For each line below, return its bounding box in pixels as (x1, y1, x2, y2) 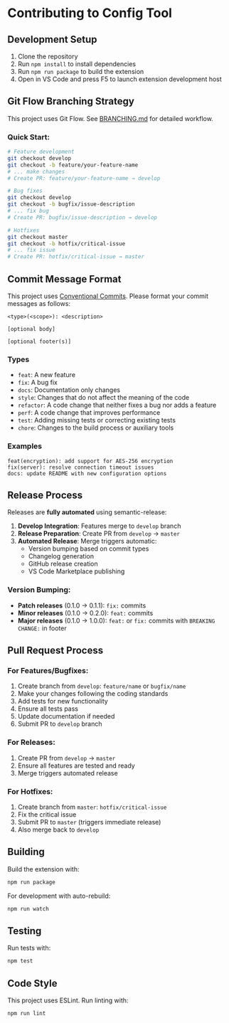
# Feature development (7, 148, 75, 156)
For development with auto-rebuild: (7, 891, 111, 900)
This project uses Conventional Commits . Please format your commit (7, 292, 208, 300)
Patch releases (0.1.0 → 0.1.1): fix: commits (17, 601, 147, 610)
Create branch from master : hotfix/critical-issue (17, 802, 167, 812)
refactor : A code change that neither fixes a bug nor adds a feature (17, 401, 217, 410)
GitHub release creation (28, 560, 98, 568)
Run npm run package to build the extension (17, 68, 144, 75)
